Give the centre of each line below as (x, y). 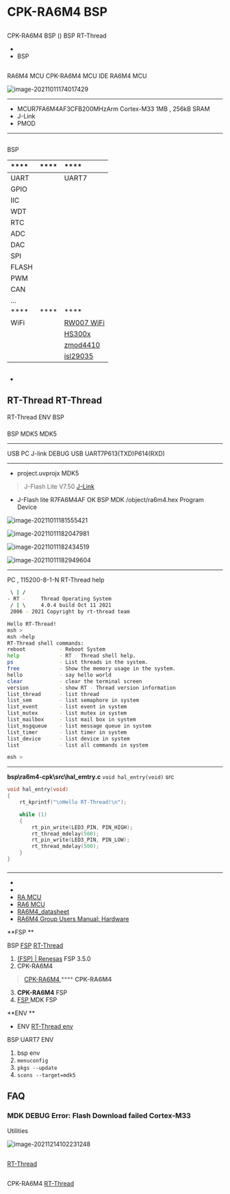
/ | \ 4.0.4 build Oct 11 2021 (61, 606)
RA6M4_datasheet (43, 911)
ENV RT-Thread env (45, 1026)
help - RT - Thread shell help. (72, 656)
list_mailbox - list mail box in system (72, 720)
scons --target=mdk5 (46, 1075)
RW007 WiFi (84, 323)
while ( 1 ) (34, 814)
